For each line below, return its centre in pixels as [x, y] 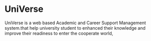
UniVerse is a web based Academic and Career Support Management [75, 23]
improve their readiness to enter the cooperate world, [59, 33]
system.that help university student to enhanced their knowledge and [75, 28]
